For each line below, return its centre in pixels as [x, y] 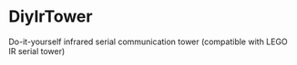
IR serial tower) [37, 51]
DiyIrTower [51, 17]
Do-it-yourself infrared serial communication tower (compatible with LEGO [148, 42]
